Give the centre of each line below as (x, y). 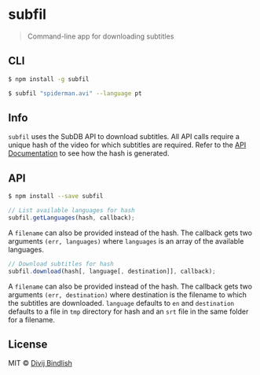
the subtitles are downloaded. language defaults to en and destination (121, 303)
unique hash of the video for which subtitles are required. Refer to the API (127, 145)
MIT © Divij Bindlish (40, 363)
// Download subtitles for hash (61, 264)
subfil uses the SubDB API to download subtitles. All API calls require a (124, 137)
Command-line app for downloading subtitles (101, 36)
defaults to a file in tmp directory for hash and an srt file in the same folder (128, 311)
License (28, 344)
